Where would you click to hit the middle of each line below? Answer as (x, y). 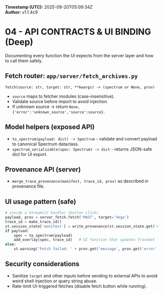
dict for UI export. (30, 154)
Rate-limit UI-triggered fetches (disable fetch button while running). (79, 286)
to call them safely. (24, 61)
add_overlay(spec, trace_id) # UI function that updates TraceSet (84, 240)
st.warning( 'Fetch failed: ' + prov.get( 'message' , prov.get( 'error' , (87, 249)
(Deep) (19, 42)
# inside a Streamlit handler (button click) (52, 213)
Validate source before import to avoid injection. (60, 101)
